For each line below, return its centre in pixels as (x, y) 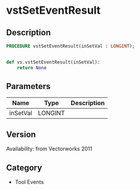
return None (32, 68)
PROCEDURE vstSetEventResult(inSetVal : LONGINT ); (71, 46)
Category (24, 168)
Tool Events (29, 182)
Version (21, 134)
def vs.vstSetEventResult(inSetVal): (53, 62)
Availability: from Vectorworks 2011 (49, 149)
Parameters (28, 86)
